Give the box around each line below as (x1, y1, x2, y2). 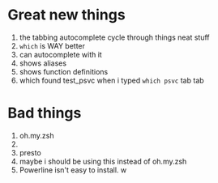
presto (19, 147, 41, 157)
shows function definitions (19, 66, 109, 76)
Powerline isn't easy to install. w (19, 164, 127, 175)
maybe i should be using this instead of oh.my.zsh (19, 156, 187, 166)
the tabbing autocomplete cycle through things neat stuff (19, 32, 210, 42)
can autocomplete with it (19, 49, 102, 59)
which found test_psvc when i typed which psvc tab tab (19, 75, 204, 85)
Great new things (7, 6, 126, 24)
